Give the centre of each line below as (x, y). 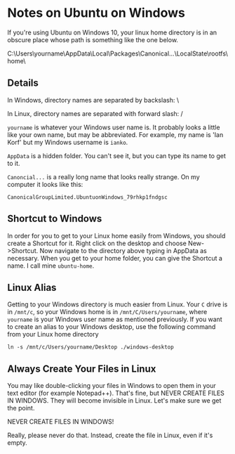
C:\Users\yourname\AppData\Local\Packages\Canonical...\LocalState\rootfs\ (117, 53)
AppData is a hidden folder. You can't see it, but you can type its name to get (116, 155)
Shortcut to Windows (55, 219)
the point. (21, 408)
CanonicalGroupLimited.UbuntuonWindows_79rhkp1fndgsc (88, 197)
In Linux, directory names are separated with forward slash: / (95, 113)
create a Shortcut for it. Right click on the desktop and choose (97, 243)
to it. (14, 163)
